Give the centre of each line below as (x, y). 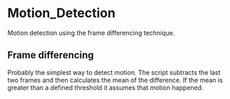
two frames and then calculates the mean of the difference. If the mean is (115, 80)
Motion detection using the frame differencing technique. (91, 33)
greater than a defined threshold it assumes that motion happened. (106, 88)
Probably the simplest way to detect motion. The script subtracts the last (114, 72)
